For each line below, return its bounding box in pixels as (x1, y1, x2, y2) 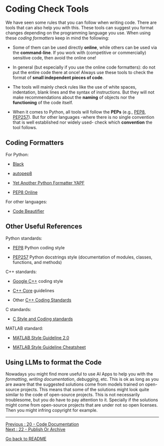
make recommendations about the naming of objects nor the (12, 94, 135, 100)
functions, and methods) (12, 259, 62, 265)
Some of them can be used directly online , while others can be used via (12, 44, 157, 50)
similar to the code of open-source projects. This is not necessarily (5, 392, 140, 398)
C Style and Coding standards (12, 316, 73, 322)
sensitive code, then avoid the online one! (12, 55, 96, 60)
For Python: (5, 151, 29, 157)
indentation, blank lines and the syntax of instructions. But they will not (12, 89, 155, 95)
